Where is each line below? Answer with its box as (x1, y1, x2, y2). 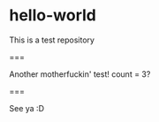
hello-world (9, 5, 97, 26)
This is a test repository (9, 34, 95, 45)
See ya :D (9, 103, 44, 113)
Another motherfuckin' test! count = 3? (9, 68, 151, 80)
